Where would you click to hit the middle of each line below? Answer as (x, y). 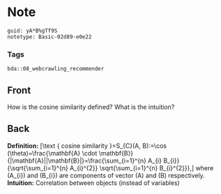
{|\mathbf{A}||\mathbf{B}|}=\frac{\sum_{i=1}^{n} (77, 161)
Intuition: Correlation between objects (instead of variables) (93, 183)
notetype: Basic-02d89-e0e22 (49, 37)
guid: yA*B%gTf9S (32, 31)
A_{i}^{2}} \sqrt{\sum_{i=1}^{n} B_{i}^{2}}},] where (142, 167)
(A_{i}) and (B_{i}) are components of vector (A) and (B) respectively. (106, 175)
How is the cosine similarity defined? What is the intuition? (91, 107)
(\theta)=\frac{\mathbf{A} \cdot (52, 153)
